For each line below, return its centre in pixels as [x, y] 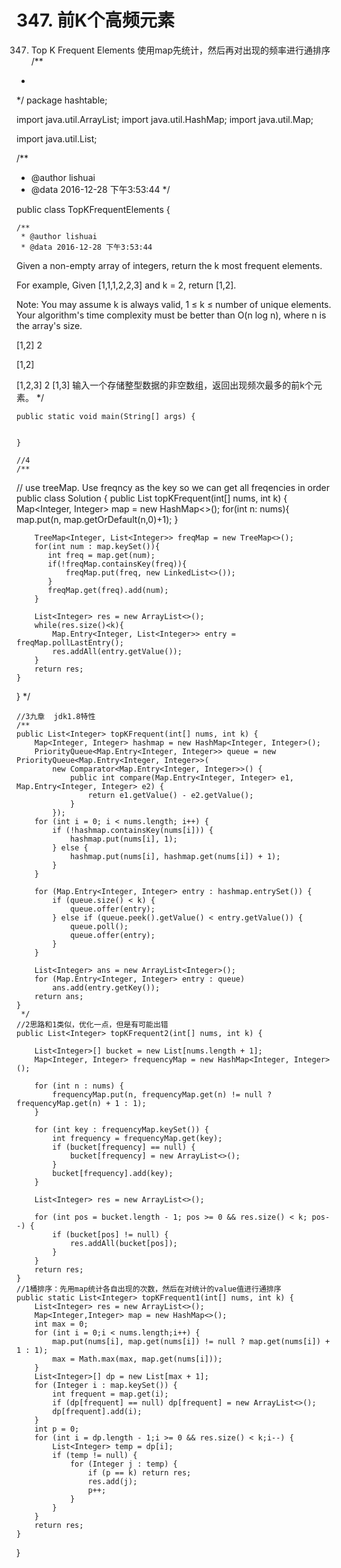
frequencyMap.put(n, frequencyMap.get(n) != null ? [162, 1094]
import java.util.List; [57, 138]
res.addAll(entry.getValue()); [117, 651]
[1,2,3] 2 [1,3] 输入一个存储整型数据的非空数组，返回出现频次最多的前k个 [165, 385]
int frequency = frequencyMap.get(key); [137, 1138]
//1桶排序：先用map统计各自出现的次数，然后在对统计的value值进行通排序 [149, 1289]
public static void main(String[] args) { [106, 416]
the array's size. [49, 325]
